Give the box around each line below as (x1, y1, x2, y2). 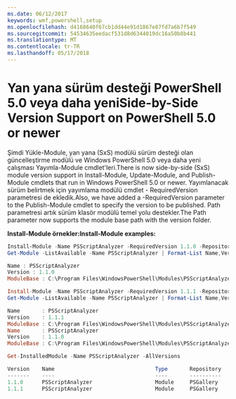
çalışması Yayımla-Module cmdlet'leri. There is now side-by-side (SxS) (7, 163, 211, 171)
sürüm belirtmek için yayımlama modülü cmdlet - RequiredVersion (7, 185, 198, 194)
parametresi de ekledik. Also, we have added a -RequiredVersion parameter (7, 193, 225, 202)
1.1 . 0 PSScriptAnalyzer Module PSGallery (7, 379, 218, 386)
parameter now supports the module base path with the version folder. (7, 216, 212, 224)
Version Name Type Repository (7, 366, 221, 373)
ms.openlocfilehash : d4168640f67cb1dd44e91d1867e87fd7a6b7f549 (7, 23, 197, 30)
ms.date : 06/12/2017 (7, 10, 68, 18)
